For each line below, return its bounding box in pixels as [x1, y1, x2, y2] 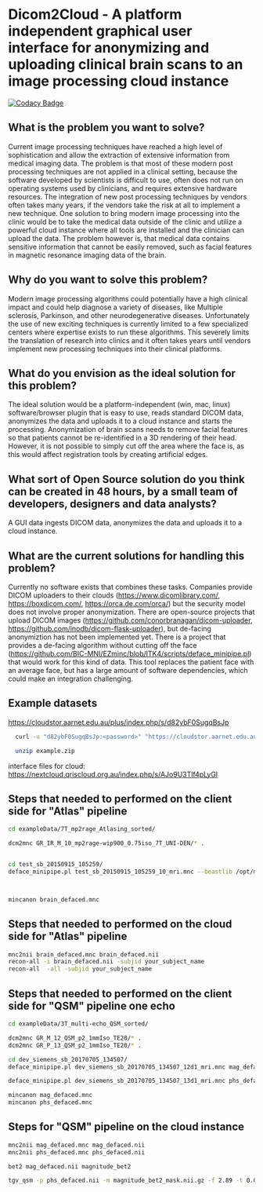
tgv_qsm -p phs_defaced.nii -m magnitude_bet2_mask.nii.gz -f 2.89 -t [8, 1176, 243, 1185]
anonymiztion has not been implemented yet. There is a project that [8, 632, 226, 642]
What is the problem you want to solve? [8, 121, 205, 134]
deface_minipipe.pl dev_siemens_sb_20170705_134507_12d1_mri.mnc [8, 1062, 225, 1071]
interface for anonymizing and [8, 39, 210, 57]
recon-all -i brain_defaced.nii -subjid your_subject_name [8, 958, 205, 966]
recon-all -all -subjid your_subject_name [8, 965, 153, 973]
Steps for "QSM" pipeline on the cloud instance [8, 1121, 245, 1134]
